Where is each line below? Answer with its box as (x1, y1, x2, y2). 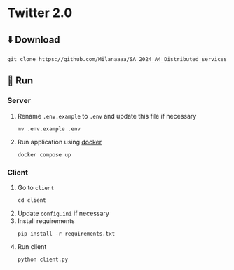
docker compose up (17, 151, 71, 158)
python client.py (17, 256, 69, 263)
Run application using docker (17, 137, 102, 146)
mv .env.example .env (17, 125, 81, 133)
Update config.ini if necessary (17, 209, 110, 217)
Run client (17, 242, 47, 250)
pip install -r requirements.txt (17, 230, 116, 237)
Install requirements (17, 216, 75, 225)
